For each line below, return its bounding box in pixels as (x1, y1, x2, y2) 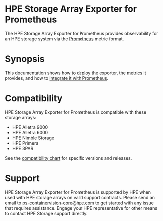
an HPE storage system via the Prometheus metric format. (5, 36, 124, 42)
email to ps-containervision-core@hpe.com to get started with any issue (5, 200, 154, 206)
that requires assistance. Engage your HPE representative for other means (5, 205, 158, 211)
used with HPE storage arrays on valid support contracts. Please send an (5, 194, 155, 200)
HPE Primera (12, 140, 39, 146)
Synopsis (5, 53, 45, 65)
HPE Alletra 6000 (12, 129, 48, 135)
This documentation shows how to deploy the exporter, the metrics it (5, 70, 146, 76)
